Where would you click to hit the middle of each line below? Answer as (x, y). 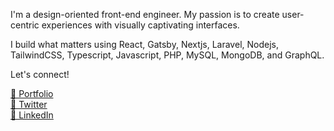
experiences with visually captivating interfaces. (140, 25)
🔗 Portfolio (32, 93)
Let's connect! (40, 74)
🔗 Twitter (29, 104)
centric (25, 25)
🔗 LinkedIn (32, 115)
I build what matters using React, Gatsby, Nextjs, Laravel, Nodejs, (144, 44)
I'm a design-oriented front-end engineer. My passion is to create (145, 14)
